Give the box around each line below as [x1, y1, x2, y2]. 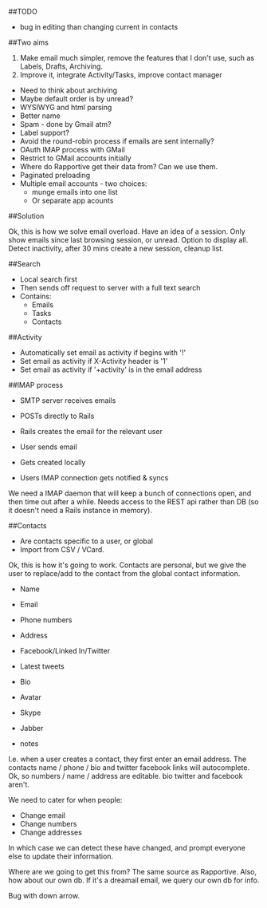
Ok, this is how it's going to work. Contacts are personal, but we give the [8, 560, 247, 570]
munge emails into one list [31, 188, 118, 196]
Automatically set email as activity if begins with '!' [19, 348, 187, 357]
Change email [19, 811, 66, 820]
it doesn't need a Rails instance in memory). [8, 506, 153, 515]
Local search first [19, 274, 78, 284]
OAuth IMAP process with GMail [19, 145, 125, 154]
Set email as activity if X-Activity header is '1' [19, 357, 168, 365]
